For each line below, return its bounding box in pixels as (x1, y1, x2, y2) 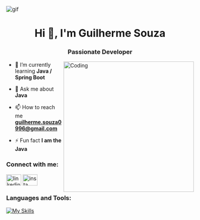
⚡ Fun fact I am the (14, 137, 62, 144)
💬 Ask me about (14, 85, 54, 92)
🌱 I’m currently (14, 61, 51, 69)
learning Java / (14, 67, 52, 75)
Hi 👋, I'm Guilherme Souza (35, 27, 165, 40)
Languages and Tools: (6, 194, 71, 202)
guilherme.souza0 (14, 119, 62, 126)
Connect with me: (6, 160, 59, 169)
